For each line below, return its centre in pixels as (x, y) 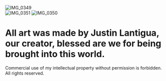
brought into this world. (55, 54)
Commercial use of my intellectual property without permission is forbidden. (83, 68)
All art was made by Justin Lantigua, (82, 33)
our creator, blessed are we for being (83, 43)
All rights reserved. (25, 73)
